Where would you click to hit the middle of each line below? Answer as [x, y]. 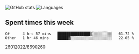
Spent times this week [40, 22]
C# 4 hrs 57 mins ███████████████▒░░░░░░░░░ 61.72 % [69, 34]
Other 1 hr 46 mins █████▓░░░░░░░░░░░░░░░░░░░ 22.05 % [69, 38]
